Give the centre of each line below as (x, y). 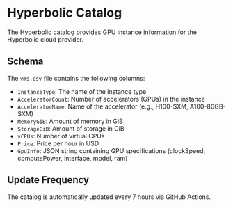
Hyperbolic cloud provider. (45, 39)
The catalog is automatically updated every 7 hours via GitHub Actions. (109, 197)
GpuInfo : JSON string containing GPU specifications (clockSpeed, (111, 150)
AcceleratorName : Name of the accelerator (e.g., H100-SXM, (103, 106)
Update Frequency (48, 180)
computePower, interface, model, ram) (72, 158)
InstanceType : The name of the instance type (82, 91)
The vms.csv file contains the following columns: (76, 78)
